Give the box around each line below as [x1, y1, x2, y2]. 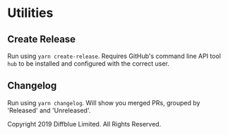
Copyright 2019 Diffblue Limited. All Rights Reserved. [7, 119, 162, 128]
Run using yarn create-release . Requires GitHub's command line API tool [7, 52, 221, 60]
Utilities [7, 5, 54, 21]
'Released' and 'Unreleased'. [7, 106, 91, 115]
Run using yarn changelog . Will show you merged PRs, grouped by [7, 98, 200, 107]
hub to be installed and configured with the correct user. [7, 59, 169, 68]
